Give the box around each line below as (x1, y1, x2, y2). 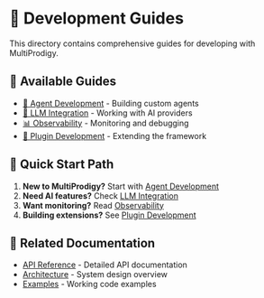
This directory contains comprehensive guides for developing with (9, 38, 256, 49)
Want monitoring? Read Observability (22, 200, 165, 210)
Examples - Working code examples (22, 279, 157, 290)
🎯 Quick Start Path (9, 157, 114, 172)
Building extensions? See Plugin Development (22, 210, 196, 220)
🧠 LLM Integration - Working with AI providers (22, 107, 193, 118)
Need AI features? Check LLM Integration (22, 190, 178, 201)
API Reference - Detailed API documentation (22, 259, 187, 270)
